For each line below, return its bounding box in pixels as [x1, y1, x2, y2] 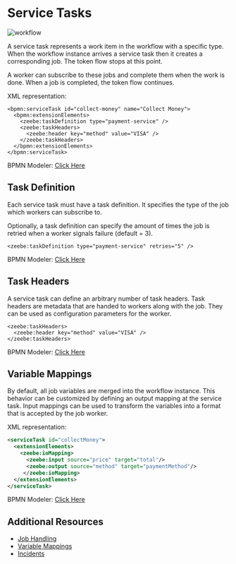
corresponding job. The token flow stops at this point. [7, 56, 163, 65]
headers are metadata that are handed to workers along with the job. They [7, 301, 223, 310]
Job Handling [17, 534, 57, 543]
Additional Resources [7, 515, 104, 527]
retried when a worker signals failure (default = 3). [7, 229, 154, 237]
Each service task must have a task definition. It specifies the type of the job [7, 200, 229, 209]
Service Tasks [7, 5, 92, 21]
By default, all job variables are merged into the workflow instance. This [7, 387, 216, 395]
